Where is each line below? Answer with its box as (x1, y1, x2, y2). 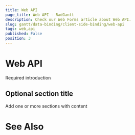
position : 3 (5, 36, 31, 41)
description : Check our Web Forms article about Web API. (5, 17, 131, 22)
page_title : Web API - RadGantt (5, 12, 74, 17)
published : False (5, 31, 42, 36)
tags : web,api (5, 26, 36, 32)
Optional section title (5, 90, 73, 98)
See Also (5, 121, 44, 132)
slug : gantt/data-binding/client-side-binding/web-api (5, 21, 125, 27)
